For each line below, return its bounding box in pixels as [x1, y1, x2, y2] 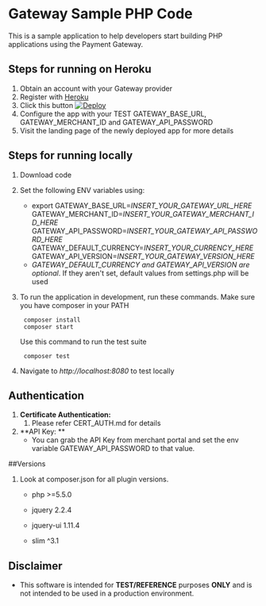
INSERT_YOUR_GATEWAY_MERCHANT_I [122, 209, 254, 218]
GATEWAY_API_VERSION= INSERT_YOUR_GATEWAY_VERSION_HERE [31, 251, 256, 261]
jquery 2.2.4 [31, 505, 72, 515]
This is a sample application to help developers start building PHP [8, 31, 223, 41]
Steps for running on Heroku [8, 63, 152, 76]
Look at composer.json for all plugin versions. [19, 474, 169, 484]
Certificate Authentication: [19, 410, 111, 419]
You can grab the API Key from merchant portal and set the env [31, 435, 240, 445]
